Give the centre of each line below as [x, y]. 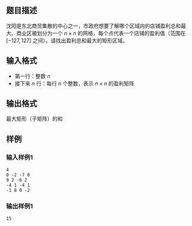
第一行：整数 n [33, 76]
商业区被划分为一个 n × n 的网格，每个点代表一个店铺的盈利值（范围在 [101, 33]
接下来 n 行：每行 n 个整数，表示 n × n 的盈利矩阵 [74, 83]
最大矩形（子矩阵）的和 [34, 119]
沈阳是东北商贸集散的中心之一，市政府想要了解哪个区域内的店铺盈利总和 [93, 26]
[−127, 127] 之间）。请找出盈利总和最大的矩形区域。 [67, 41]
